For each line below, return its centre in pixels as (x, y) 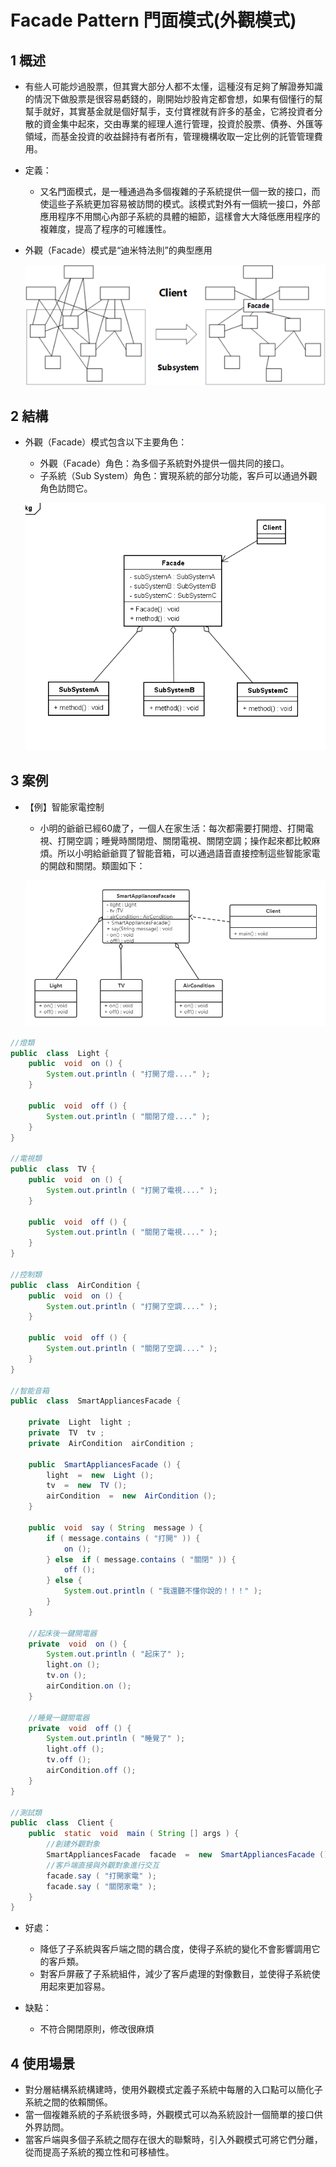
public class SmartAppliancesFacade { (96, 1401)
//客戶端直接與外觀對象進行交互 (103, 1865)
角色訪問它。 (66, 488)
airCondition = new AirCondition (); (131, 1496)
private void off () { (80, 1728)
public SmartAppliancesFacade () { (105, 1464)
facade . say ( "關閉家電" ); (101, 1886)
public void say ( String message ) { (115, 1527)
